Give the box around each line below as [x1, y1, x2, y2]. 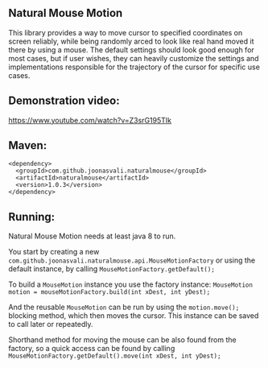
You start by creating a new [8, 247, 100, 257]
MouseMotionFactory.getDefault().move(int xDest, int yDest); [8, 352, 221, 361]
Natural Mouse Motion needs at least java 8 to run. [8, 231, 176, 241]
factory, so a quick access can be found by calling [8, 344, 175, 354]
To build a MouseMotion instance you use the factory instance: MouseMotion [8, 279, 254, 289]
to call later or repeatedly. [8, 320, 94, 329]
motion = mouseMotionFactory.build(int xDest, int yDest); [8, 288, 211, 296]
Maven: [8, 139, 47, 152]
